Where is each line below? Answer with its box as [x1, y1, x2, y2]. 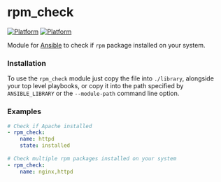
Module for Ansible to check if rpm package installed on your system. [7, 41, 206, 49]
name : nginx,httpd [20, 168, 73, 175]
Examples [7, 106, 42, 116]
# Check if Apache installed [7, 122, 92, 129]
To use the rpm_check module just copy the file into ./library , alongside [7, 74, 215, 83]
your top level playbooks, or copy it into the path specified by [7, 82, 184, 90]
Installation [7, 58, 47, 68]
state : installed [20, 142, 71, 149]
